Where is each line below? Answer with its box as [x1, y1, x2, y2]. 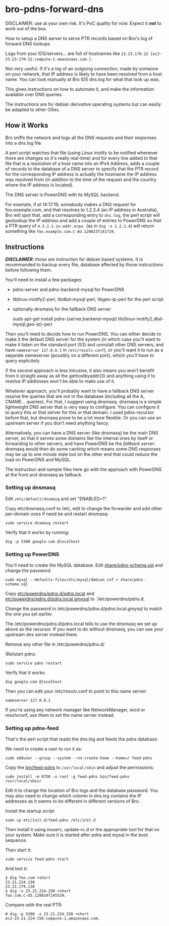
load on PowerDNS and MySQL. [5, 456, 72, 462]
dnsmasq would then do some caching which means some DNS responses [5, 446, 161, 452]
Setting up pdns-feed [5, 725, 59, 732]
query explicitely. [5, 357, 41, 363]
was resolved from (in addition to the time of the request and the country [5, 176, 156, 182]
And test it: [5, 866, 28, 872]
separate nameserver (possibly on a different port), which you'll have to [5, 352, 154, 358]
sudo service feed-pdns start [5, 857, 69, 862]
